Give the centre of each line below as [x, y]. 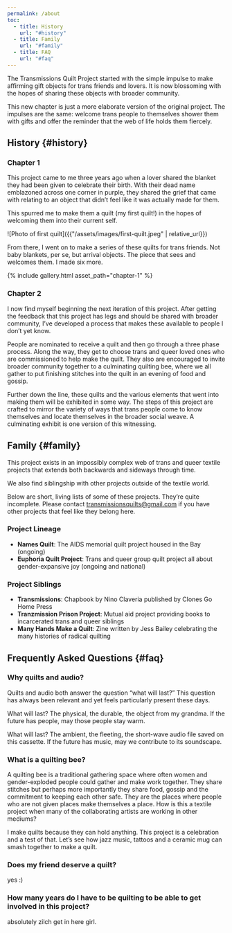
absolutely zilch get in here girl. [52, 921]
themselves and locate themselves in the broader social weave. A [101, 416]
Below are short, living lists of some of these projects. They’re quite [103, 497]
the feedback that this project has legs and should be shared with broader [113, 316]
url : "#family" [42, 46]
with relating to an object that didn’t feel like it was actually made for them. [113, 200]
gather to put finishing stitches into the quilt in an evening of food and [107, 373]
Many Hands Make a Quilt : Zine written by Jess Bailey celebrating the [117, 629]
